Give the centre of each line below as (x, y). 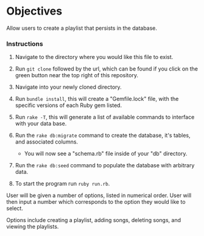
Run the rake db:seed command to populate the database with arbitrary (105, 165)
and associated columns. (46, 142)
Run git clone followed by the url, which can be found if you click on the (107, 69)
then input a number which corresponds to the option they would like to (96, 202)
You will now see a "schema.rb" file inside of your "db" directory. (106, 154)
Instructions (25, 44)
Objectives (34, 11)
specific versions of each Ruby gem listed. (69, 105)
